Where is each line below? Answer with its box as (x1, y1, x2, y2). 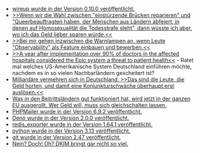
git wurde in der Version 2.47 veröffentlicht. (12, 134, 121, 141)
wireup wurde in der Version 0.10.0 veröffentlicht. (12, 5, 135, 12)
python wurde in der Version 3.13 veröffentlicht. (12, 127, 131, 134)
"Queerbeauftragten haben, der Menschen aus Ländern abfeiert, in (12, 18, 180, 25)
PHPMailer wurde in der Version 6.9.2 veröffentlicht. (12, 108, 142, 115)
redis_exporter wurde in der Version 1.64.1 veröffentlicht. (12, 121, 153, 128)
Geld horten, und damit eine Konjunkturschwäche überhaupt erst (12, 82, 175, 90)
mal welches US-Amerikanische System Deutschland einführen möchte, (12, 63, 192, 70)
